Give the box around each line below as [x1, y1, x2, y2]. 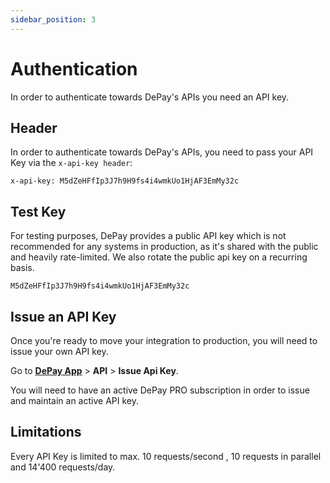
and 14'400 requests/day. [10, 461, 116, 473]
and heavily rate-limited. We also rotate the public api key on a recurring [10, 251, 308, 263]
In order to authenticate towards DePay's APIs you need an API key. [10, 91, 290, 103]
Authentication [10, 57, 138, 80]
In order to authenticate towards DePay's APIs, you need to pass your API [10, 146, 314, 158]
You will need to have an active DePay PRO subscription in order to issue [10, 384, 310, 396]
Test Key [10, 203, 67, 220]
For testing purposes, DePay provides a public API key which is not [10, 230, 287, 242]
